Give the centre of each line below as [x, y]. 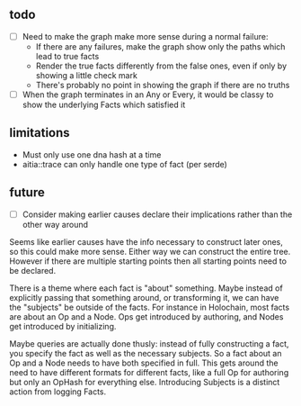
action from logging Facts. [58, 392]
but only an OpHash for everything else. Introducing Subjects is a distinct [145, 382]
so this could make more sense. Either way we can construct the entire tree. [150, 251]
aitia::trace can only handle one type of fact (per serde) [124, 164]
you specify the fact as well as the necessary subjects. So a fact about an [146, 353]
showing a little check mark [86, 75]
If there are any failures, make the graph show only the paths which [160, 46]
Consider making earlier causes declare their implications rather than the [157, 214]
